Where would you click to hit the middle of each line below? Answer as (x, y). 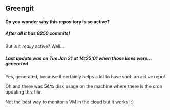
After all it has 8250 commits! (38, 33)
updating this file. (24, 91)
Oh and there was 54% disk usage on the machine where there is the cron (84, 86)
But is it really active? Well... (35, 46)
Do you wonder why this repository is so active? (58, 21)
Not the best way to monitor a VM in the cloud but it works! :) (70, 102)
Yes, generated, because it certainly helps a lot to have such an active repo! (85, 76)
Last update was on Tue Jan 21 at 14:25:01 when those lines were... (79, 58)
